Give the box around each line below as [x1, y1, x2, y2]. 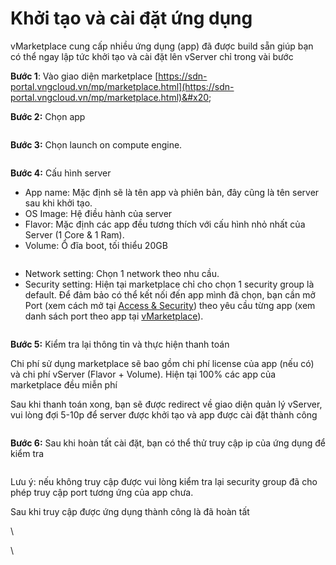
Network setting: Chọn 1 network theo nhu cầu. [24, 267, 220, 279]
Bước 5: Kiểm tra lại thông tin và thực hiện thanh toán [10, 338, 230, 350]
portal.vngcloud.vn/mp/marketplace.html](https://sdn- [10, 80, 235, 92]
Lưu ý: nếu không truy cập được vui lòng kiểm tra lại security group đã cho [10, 475, 318, 487]
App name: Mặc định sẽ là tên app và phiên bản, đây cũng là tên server [24, 186, 320, 198]
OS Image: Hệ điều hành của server [24, 207, 173, 219]
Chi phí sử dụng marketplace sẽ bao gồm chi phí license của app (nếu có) [10, 357, 315, 369]
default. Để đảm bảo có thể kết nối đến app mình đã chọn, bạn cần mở [24, 288, 316, 301]
